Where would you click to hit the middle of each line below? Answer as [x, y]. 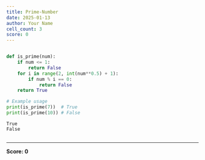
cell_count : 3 [24, 29]
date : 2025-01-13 [28, 18]
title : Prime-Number [33, 12]
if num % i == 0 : [50, 79]
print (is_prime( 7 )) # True [42, 107]
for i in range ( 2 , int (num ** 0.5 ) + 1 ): [68, 74]
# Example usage [27, 102]
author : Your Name [30, 23]
